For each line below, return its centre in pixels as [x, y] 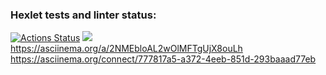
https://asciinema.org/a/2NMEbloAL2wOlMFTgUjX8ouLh [126, 49]
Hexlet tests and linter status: [83, 15]
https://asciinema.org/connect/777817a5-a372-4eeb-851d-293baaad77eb [163, 59]
